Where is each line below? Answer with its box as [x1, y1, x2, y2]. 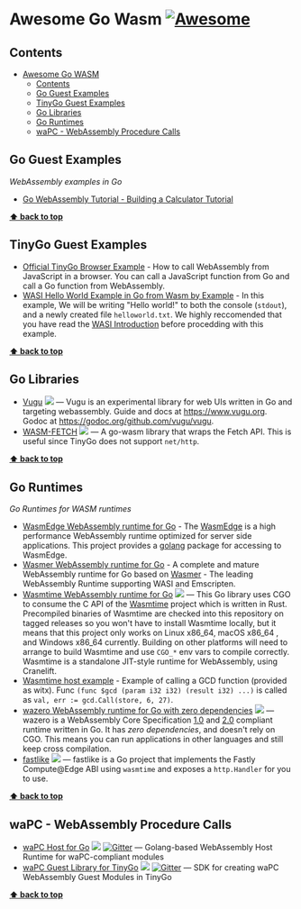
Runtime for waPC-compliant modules [22, 851, 165, 862]
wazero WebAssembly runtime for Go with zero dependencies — [22, 705, 275, 716]
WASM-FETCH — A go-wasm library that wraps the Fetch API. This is [22, 426, 292, 437]
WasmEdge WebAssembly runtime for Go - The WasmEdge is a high [22, 521, 277, 532]
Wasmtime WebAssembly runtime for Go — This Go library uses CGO [22, 589, 291, 600]
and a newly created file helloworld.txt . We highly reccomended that [22, 309, 282, 320]
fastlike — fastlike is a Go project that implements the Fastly [22, 754, 256, 765]
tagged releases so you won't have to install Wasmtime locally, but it [22, 618, 277, 629]
